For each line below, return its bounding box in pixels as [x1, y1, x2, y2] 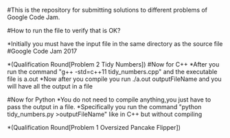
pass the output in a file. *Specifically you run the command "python [7, 103, 202, 111]
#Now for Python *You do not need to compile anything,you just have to [7, 95, 211, 104]
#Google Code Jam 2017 [7, 47, 78, 55]
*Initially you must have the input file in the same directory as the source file [7, 40, 223, 47]
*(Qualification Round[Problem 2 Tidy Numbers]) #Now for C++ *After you [7, 60, 220, 68]
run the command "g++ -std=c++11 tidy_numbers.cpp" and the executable [7, 68, 218, 76]
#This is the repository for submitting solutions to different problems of [7, 6, 208, 14]
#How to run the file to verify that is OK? [7, 27, 121, 34]
